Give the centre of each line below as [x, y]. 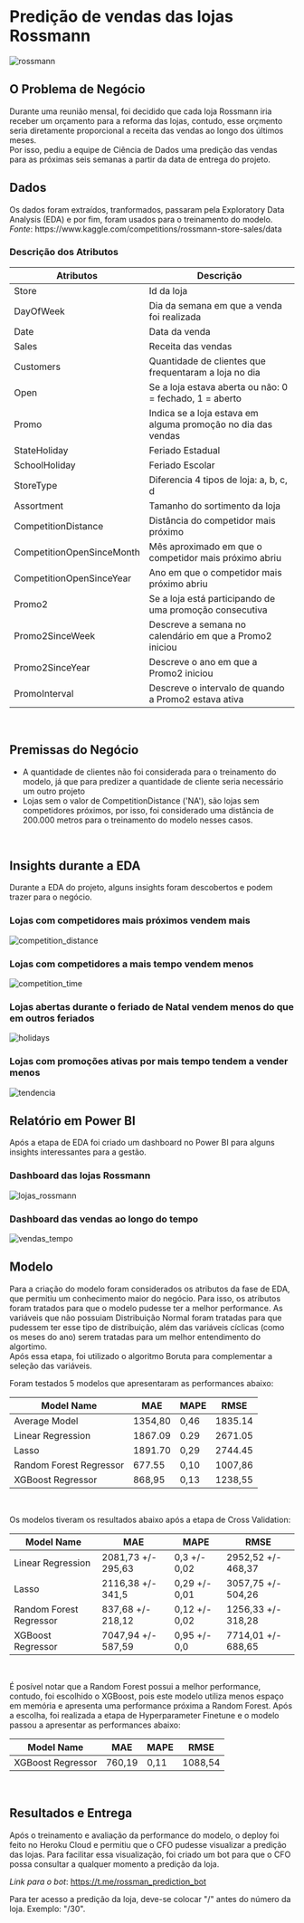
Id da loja [168, 290]
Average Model [46, 1421]
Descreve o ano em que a [203, 662]
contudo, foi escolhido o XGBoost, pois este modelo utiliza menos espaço [147, 1696]
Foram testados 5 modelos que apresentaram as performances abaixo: [142, 1383]
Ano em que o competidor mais [215, 572]
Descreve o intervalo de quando [217, 688]
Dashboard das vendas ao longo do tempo [104, 1219]
